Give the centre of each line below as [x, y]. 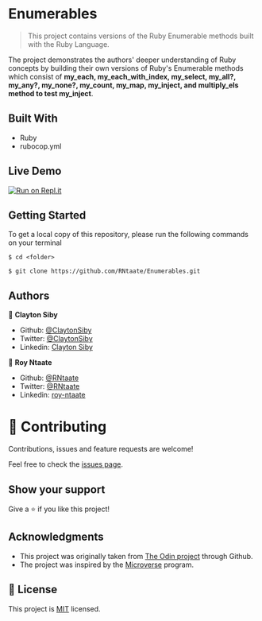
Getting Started [47, 215]
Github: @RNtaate [49, 378]
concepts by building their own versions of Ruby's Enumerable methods [126, 68]
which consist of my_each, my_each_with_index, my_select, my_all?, [122, 76]
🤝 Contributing [58, 427]
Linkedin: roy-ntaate [52, 395]
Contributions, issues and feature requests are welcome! [101, 449]
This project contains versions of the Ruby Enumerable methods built [141, 36]
